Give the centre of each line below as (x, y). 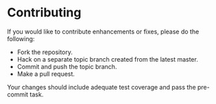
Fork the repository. (45, 52)
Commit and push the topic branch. (67, 66)
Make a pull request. (46, 74)
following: (21, 38)
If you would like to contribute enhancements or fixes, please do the (103, 31)
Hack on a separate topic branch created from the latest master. (108, 59)
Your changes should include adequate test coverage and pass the (102, 87)
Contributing (44, 13)
